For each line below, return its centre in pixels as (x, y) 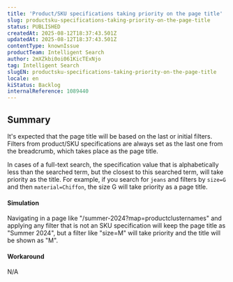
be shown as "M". (32, 240)
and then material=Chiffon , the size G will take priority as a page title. (107, 187)
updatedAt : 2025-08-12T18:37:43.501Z (62, 40)
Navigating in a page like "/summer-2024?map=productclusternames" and (114, 218)
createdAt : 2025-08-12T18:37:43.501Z (62, 33)
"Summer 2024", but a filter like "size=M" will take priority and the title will (114, 233)
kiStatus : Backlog (34, 85)
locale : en (23, 78)
